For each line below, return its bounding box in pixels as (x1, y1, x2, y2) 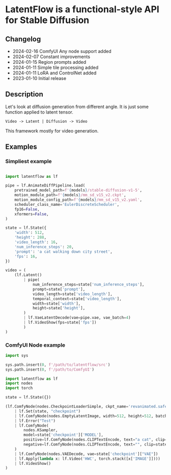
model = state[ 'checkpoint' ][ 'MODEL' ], (23, 432, 103, 438)
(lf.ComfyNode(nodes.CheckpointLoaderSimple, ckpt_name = (5, 404, 129, 409)
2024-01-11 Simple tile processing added (12, 65, 99, 70)
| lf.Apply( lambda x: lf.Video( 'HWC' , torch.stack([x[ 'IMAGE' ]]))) (14, 456, 160, 461)
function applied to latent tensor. (5, 109, 74, 115)
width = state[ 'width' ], (32, 301, 81, 306)
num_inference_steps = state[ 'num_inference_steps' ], (32, 282, 145, 287)
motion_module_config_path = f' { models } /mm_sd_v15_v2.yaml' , (14, 197, 142, 202)
